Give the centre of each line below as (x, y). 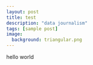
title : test (21, 17)
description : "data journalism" (47, 23)
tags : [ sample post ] (32, 29)
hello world (20, 57)
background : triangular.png (47, 40)
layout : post (23, 12)
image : (14, 34)
